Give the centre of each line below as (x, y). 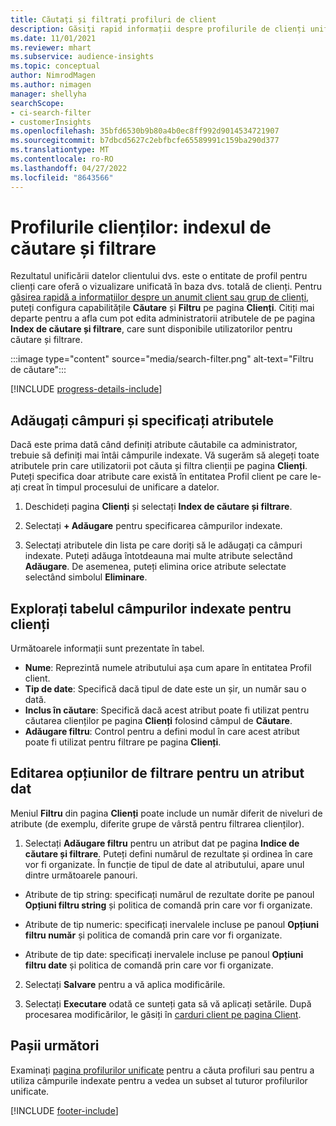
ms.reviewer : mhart (51, 47)
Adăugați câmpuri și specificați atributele (142, 420)
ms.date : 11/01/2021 (53, 38)
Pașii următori (55, 1046)
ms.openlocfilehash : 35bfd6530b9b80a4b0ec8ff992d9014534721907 (145, 131)
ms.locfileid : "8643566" (62, 177)
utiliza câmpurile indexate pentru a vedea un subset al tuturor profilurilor (159, 1080)
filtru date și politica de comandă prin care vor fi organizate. (149, 965)
